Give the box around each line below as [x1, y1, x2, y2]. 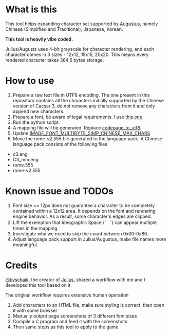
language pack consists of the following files [12, 141, 108, 147]
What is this [5, 4, 58, 15]
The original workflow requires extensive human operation [5, 292, 129, 298]
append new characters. [12, 108, 65, 114]
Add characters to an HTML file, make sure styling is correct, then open [12, 302, 165, 308]
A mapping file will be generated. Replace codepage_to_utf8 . [12, 124, 142, 131]
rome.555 [12, 162, 33, 168]
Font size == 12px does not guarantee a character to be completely [12, 202, 155, 209]
